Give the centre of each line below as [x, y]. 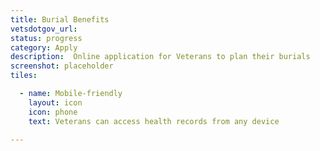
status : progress [46, 38]
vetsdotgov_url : [44, 29]
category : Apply [44, 47]
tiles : [24, 76]
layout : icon [55, 102]
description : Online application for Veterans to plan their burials [160, 57]
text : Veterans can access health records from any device [154, 121]
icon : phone [53, 112]
